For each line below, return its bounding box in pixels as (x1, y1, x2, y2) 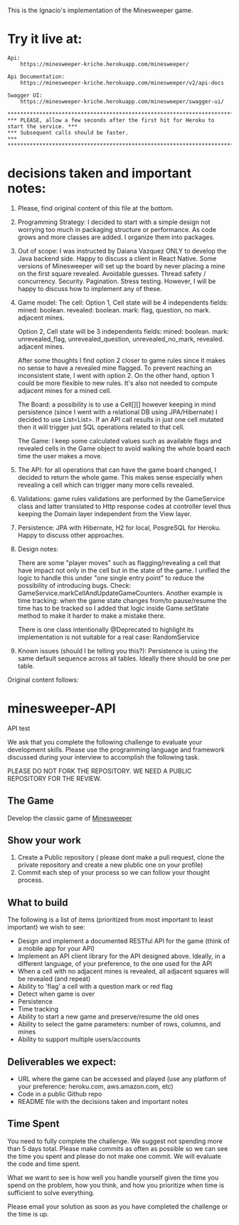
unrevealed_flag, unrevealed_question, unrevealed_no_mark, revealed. (17, 335, 225, 343)
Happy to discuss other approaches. (17, 530, 124, 540)
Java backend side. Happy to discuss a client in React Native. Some (17, 254, 217, 263)
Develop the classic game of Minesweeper (7, 814, 133, 822)
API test (7, 724, 31, 732)
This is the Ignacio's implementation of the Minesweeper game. (7, 6, 193, 14)
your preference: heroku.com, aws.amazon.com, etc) (17, 1082, 174, 1091)
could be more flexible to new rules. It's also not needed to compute (17, 379, 218, 387)
